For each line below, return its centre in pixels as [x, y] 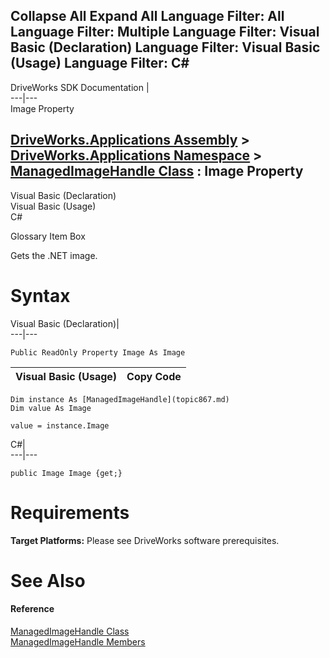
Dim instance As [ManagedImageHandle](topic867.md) [120, 399]
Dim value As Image [51, 408]
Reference [32, 609]
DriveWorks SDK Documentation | [80, 87]
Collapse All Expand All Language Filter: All [147, 16]
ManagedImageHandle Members [78, 641]
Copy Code [154, 376]
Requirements [70, 512]
